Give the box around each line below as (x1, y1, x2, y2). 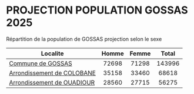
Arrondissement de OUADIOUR (9, 78, 95, 86)
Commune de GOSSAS (9, 59, 72, 68)
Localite (41, 49, 64, 58)
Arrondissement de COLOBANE (9, 69, 96, 77)
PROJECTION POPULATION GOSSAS (6, 4, 188, 17)
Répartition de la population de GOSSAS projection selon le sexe (6, 35, 162, 42)
